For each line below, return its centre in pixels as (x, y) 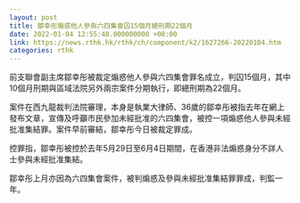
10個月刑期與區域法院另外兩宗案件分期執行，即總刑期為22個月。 (128, 88)
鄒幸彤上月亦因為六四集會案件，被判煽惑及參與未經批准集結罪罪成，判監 (142, 178)
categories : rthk (42, 51)
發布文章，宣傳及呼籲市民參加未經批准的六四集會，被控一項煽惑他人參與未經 (150, 118)
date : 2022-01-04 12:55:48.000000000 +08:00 (93, 34)
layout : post (33, 17)
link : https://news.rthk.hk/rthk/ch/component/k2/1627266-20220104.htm (145, 42)
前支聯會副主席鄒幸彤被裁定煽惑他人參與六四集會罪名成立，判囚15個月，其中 (150, 77)
